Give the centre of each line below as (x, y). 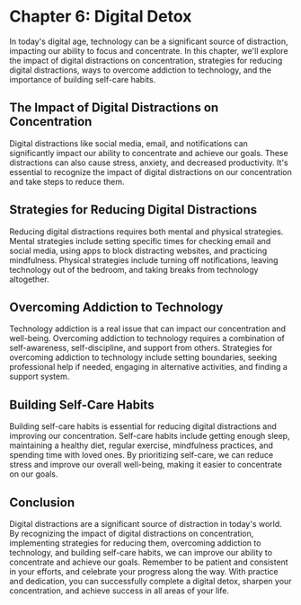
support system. (40, 377)
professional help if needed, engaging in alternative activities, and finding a (148, 367)
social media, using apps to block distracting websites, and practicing (138, 250)
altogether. (29, 279)
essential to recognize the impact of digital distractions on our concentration (150, 171)
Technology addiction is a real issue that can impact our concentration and (147, 329)
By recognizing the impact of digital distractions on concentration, (132, 533)
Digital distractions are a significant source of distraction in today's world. (146, 524)
